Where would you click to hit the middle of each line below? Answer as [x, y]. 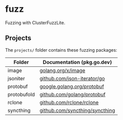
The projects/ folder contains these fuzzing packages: [61, 50]
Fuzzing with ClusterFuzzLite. [35, 23]
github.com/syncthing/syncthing [77, 110]
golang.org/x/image [62, 70]
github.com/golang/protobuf [72, 94]
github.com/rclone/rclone [69, 102]
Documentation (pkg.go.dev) [77, 62]
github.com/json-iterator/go [72, 78]
